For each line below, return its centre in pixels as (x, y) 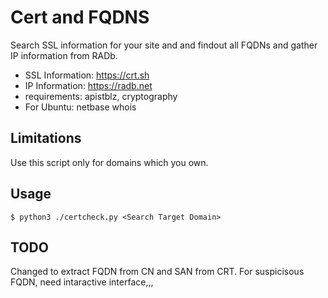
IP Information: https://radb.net (88, 85)
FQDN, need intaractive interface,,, (82, 282)
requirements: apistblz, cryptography (101, 96)
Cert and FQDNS (80, 17)
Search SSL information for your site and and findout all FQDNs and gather (164, 45)
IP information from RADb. (64, 55)
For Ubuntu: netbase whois (80, 107)
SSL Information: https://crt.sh (87, 75)
